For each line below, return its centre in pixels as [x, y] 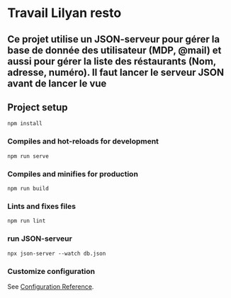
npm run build [28, 188]
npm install [25, 124]
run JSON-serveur [40, 239]
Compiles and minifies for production [73, 173]
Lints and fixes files [42, 206]
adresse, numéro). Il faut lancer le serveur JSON [116, 72]
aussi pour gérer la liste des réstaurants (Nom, [112, 61]
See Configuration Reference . [51, 286]
